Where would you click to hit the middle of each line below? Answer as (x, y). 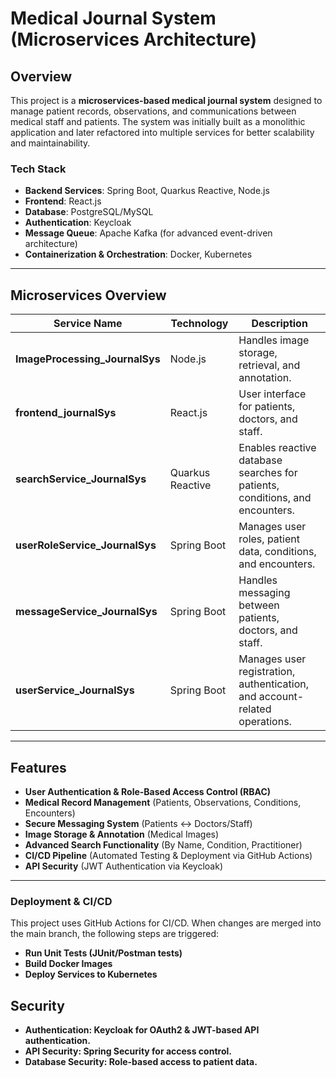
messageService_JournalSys (86, 612)
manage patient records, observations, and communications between (153, 111)
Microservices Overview (88, 295)
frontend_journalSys (66, 413)
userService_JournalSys (75, 690)
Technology (199, 324)
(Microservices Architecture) (134, 39)
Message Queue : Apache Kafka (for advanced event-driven (148, 233)
